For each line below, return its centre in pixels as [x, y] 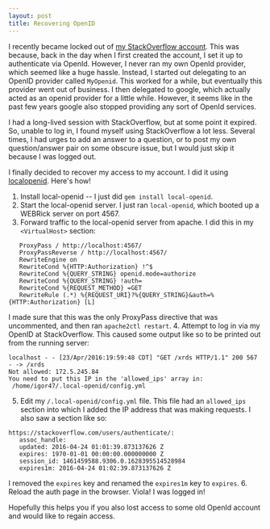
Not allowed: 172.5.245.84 [54, 372]
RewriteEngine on [48, 259]
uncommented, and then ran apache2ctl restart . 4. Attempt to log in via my [134, 325]
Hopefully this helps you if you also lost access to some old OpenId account [134, 507]
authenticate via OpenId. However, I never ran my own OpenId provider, [127, 63]
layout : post [30, 16]
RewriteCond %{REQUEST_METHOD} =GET [81, 288]
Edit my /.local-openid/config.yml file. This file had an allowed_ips [133, 401]
